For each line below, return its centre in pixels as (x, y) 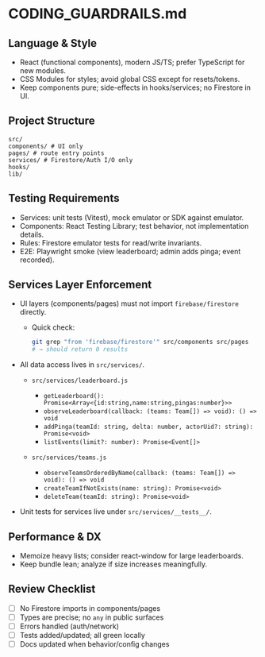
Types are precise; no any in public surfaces (92, 617)
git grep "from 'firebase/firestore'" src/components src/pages (140, 342)
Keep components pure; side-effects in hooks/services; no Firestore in (135, 87)
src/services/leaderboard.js (80, 381)
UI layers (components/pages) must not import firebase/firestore (129, 303)
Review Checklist (52, 589)
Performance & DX (55, 537)
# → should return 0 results (80, 350)
